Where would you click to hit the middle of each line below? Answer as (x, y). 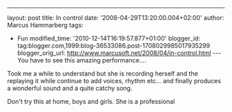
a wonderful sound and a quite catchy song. (70, 88)
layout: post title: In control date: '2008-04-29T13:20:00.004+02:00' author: (116, 18)
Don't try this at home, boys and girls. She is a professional (91, 101)
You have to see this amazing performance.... (81, 60)
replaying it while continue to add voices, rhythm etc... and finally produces (114, 81)
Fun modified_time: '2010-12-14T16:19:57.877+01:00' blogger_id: (108, 38)
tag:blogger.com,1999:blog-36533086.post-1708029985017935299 (114, 46)
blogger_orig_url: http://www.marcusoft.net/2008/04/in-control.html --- (119, 53)
